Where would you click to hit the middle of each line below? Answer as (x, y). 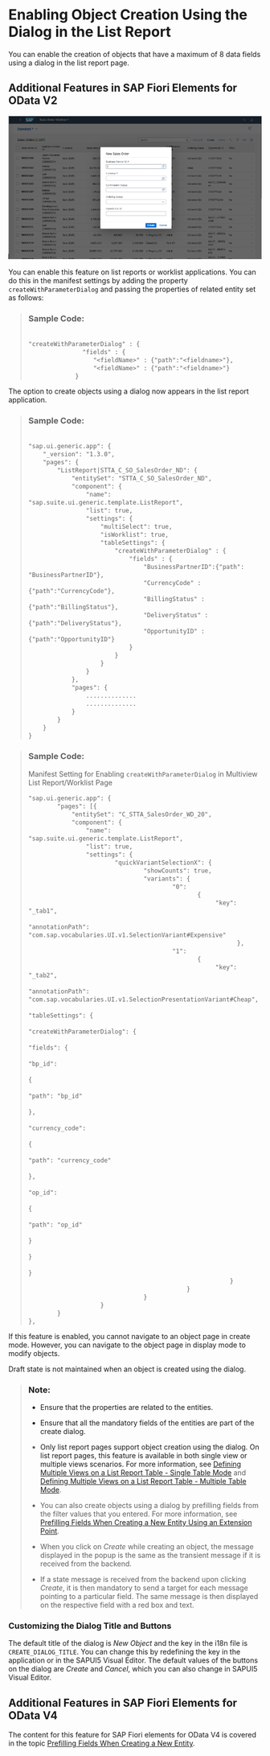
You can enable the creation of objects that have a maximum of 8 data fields (135, 54)
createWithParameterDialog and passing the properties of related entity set (132, 289)
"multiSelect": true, (136, 527)
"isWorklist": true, (135, 535)
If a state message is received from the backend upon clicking (143, 1579)
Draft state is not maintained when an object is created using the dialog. (127, 1369)
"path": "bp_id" (55, 1096)
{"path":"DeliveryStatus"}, (75, 624)
